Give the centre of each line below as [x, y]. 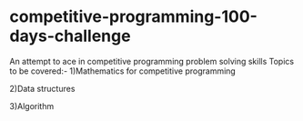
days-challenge [70, 36]
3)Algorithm [32, 106]
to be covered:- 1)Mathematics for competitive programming [123, 71]
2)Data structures [42, 88]
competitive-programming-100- [133, 17]
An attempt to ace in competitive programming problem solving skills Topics [151, 61]
